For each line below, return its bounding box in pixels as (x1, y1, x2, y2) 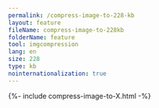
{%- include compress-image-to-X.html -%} (8, 91, 151, 100)
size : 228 (8, 56, 41, 63)
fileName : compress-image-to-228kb (8, 26, 125, 34)
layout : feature (8, 19, 61, 27)
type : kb (8, 63, 37, 70)
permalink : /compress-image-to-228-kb (8, 11, 135, 20)
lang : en (8, 48, 37, 56)
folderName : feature (8, 33, 76, 41)
